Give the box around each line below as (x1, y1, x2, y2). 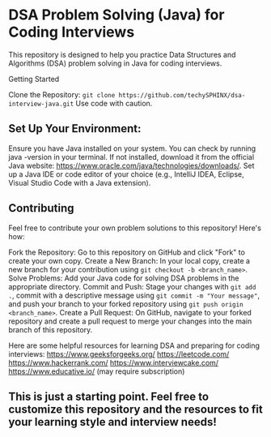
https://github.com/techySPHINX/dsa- (118, 91, 246, 99)
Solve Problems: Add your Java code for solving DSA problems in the (8, 273, 239, 283)
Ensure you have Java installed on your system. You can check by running (8, 144, 256, 153)
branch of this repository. (8, 324, 93, 334)
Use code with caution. (75, 98, 153, 108)
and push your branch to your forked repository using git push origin (8, 298, 244, 309)
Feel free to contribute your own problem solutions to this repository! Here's (8, 223, 261, 233)
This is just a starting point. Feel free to (8, 389, 209, 403)
